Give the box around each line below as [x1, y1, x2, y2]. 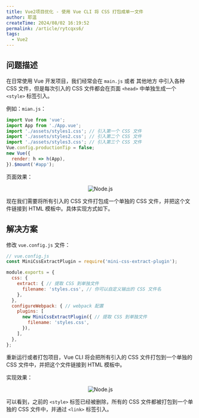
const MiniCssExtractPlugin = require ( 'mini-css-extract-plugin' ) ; [6, 259, 178, 265]
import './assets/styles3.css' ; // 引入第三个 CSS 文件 [6, 139, 142, 146]
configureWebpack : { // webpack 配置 [11, 303, 104, 309]
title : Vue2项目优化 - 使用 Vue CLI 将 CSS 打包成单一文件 [6, 8, 143, 15]
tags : [6, 31, 20, 37]
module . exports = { [6, 269, 55, 275]
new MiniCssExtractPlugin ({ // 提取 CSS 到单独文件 [22, 314, 148, 320]
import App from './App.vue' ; [6, 122, 82, 129]
